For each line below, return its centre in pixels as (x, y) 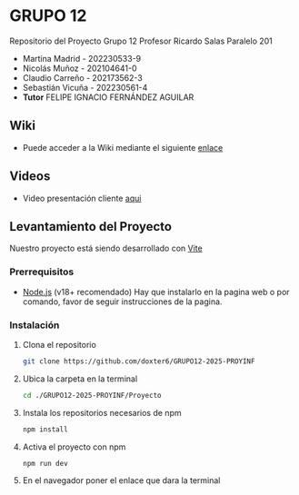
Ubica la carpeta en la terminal (80, 379)
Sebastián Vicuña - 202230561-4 (85, 87)
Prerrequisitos (42, 272)
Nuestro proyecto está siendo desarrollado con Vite (106, 248)
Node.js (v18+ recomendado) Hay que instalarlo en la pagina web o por (156, 292)
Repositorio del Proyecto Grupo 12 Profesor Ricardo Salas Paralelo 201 (141, 41)
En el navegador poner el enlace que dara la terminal (121, 480)
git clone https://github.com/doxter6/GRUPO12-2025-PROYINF (139, 361)
